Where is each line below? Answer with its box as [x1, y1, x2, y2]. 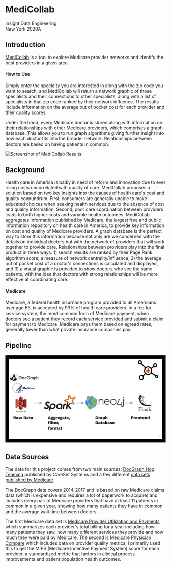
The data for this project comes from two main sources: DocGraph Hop [5, 466, 155, 472]
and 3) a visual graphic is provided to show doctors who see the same [5, 266, 153, 272]
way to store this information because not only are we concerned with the [5, 233, 160, 239]
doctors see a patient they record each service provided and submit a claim [5, 316, 164, 322]
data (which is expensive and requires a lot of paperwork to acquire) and [5, 492, 158, 498]
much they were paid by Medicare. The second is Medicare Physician [5, 534, 152, 541]
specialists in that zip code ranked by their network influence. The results [5, 98, 159, 105]
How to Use [5, 71, 31, 77]
